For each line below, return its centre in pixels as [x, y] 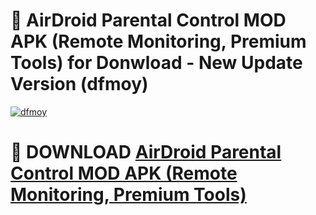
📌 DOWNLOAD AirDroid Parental [146, 152]
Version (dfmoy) [79, 84]
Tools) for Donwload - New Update [156, 63]
